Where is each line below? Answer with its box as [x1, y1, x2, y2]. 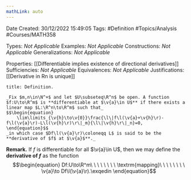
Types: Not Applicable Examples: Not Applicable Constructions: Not [6, 42, 171, 49]
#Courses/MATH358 [6, 31, 56, 38]
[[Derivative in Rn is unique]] [6, 72, 75, 79]
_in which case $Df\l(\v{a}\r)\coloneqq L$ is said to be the [6, 130, 162, 136]
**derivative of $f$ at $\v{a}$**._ [6, 135, 96, 141]
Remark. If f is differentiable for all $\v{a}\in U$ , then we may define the [6, 145, 180, 153]
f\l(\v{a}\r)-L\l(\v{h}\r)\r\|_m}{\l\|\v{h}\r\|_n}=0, [6, 120, 143, 126]
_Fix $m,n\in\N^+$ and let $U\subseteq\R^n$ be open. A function [6, 94, 169, 100]
